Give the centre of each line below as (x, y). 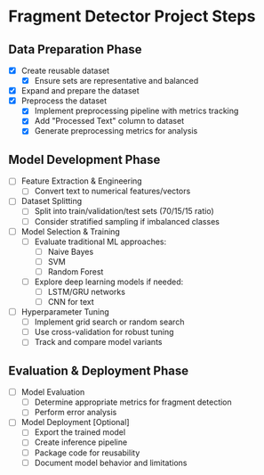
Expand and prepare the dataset (80, 91)
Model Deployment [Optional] (75, 422)
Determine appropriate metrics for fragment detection (133, 402)
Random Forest (76, 271)
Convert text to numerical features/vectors (112, 191)
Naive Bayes (71, 251)
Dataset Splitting (52, 201)
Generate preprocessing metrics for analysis (116, 131)
